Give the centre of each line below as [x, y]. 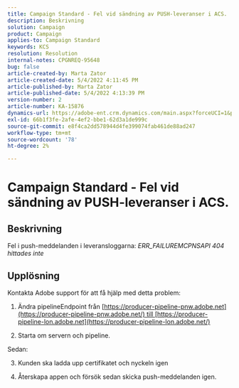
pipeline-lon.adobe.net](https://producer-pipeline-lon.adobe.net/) [114, 321]
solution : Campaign [36, 27]
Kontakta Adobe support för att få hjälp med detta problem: [94, 293]
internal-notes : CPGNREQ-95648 [54, 60]
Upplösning [34, 275]
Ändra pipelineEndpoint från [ [61, 306]
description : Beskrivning [46, 21]
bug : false [23, 67]
